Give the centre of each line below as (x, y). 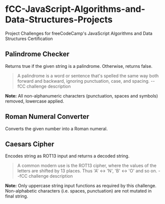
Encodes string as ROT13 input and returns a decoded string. (67, 156)
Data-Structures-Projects (59, 20)
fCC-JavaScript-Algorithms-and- (75, 9)
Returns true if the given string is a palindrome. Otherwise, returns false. (79, 66)
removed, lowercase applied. (35, 101)
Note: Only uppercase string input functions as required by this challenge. (81, 186)
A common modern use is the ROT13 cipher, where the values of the (87, 166)
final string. (17, 196)
